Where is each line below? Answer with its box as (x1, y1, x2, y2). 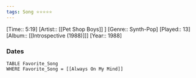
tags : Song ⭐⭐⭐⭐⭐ (6, 8, 53, 15)
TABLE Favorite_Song (6, 60, 59, 67)
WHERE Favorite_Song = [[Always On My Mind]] (6, 66, 123, 72)
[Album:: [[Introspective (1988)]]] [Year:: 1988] (6, 31, 123, 39)
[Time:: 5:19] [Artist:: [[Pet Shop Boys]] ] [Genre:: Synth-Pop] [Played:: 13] (6, 25, 191, 33)
